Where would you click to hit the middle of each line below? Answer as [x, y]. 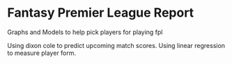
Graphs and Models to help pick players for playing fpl [85, 32]
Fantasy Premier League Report [101, 13]
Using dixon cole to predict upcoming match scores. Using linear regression [116, 45]
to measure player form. [42, 53]
